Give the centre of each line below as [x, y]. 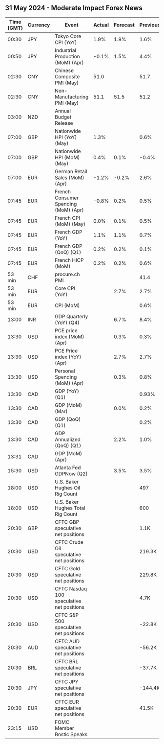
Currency [39, 25]
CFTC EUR [67, 702]
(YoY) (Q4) [67, 323]
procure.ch [67, 274]
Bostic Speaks [71, 734]
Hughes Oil [67, 488]
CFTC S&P [67, 615]
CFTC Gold [67, 568]
